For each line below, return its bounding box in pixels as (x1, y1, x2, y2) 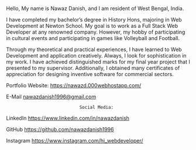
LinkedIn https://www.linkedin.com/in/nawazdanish (6, 115, 130, 122)
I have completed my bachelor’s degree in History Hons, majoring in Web (6, 16, 183, 23)
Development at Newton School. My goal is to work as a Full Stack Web (6, 23, 178, 29)
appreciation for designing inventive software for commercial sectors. (6, 71, 174, 77)
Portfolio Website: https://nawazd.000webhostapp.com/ (6, 82, 142, 89)
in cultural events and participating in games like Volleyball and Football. (6, 35, 180, 41)
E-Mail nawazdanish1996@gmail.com (6, 93, 97, 100)
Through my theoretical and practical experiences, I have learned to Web (6, 46, 183, 53)
